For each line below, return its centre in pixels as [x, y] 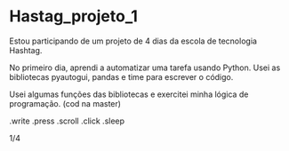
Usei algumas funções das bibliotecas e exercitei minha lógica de [129, 94]
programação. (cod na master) [65, 103]
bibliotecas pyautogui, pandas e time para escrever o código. [121, 76]
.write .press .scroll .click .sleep [67, 121]
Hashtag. [26, 50]
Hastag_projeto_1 [73, 16]
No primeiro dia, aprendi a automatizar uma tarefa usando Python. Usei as [145, 68]
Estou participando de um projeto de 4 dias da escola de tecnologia [133, 41]
